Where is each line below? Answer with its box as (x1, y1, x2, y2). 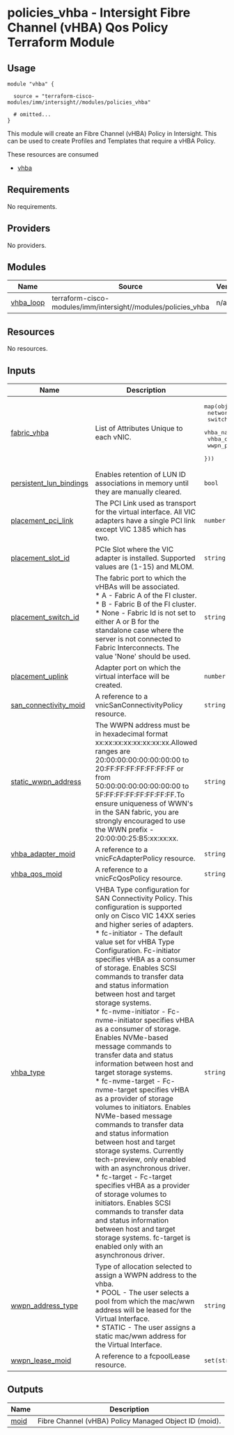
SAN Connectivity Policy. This (95, 893, 193, 903)
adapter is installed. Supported (95, 554, 196, 563)
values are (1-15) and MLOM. (95, 562, 194, 572)
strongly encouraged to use (95, 816, 186, 826)
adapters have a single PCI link (95, 516, 196, 526)
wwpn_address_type (10, 1301, 79, 1310)
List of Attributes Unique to (95, 423, 183, 433)
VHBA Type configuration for (95, 885, 190, 895)
